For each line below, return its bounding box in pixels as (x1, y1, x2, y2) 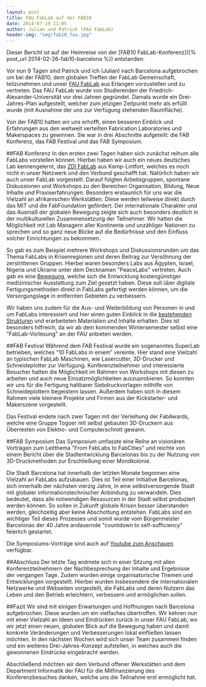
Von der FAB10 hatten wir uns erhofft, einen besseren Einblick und (6, 118, 174, 126)
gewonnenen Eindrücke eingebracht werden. (6, 649, 120, 656)
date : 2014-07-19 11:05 (6, 20, 67, 26)
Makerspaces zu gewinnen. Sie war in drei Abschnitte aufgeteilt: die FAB (6, 132, 190, 139)
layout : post (6, 9, 40, 15)
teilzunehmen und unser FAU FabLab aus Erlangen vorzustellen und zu (6, 80, 185, 88)
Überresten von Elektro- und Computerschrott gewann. (6, 426, 146, 433)
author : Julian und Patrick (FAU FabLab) (6, 26, 114, 33)
